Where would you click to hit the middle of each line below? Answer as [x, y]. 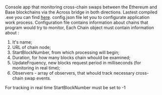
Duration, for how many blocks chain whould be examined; [71, 57]
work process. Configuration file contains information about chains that [77, 22]
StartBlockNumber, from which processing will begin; [66, 52]
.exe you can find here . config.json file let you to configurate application [77, 17]
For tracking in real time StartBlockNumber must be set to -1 [65, 87]
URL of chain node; [31, 47]
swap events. [38, 78]
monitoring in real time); [36, 68]
